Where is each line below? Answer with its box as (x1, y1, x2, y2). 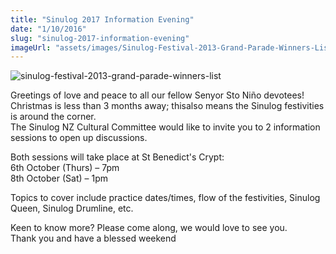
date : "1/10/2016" (10, 24, 87, 34)
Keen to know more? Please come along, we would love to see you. (10, 222, 288, 234)
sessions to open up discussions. (10, 132, 148, 144)
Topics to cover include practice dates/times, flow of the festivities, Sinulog (10, 192, 321, 204)
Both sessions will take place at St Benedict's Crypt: (10, 151, 225, 163)
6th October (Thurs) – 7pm (10, 162, 120, 174)
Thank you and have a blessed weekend (10, 232, 177, 245)
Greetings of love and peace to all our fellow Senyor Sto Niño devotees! (10, 89, 305, 101)
